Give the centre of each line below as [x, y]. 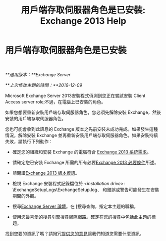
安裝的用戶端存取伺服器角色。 [35, 118]
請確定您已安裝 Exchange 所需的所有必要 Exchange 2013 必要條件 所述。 [85, 162]
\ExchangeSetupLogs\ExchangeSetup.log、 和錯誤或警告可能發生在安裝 [86, 190]
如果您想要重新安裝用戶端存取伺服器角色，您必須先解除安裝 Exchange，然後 [83, 112]
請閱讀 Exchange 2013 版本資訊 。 [46, 173]
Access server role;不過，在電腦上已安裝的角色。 [55, 101]
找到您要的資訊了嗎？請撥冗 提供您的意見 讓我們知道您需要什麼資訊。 [75, 234]
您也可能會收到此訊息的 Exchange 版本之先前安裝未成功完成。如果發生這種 [82, 129]
